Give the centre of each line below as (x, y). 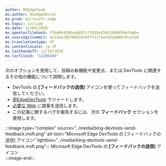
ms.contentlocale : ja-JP (31, 47)
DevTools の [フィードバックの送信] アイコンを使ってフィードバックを (84, 87)
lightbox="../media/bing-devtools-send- (78, 140)
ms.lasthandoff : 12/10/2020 (34, 51)
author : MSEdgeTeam (25, 10)
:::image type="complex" (31, 128)
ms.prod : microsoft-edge (31, 19)
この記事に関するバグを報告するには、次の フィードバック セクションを (85, 112)
